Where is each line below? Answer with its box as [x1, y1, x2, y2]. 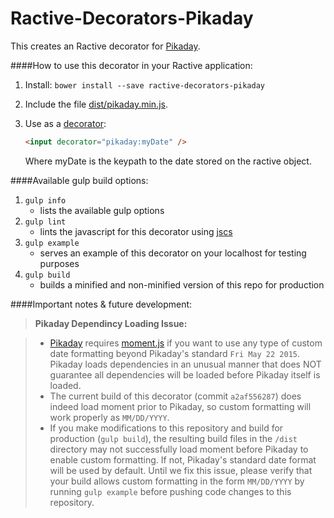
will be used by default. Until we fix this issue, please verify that [49, 464, 313, 476]
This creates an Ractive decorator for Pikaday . [10, 40, 201, 52]
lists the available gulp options [39, 204, 165, 216]
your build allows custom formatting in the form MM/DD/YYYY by [49, 475, 305, 487]
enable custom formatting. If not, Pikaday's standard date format [49, 453, 317, 466]
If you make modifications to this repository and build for [49, 422, 284, 434]
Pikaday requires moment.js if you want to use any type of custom [49, 337, 323, 349]
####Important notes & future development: [10, 298, 193, 310]
